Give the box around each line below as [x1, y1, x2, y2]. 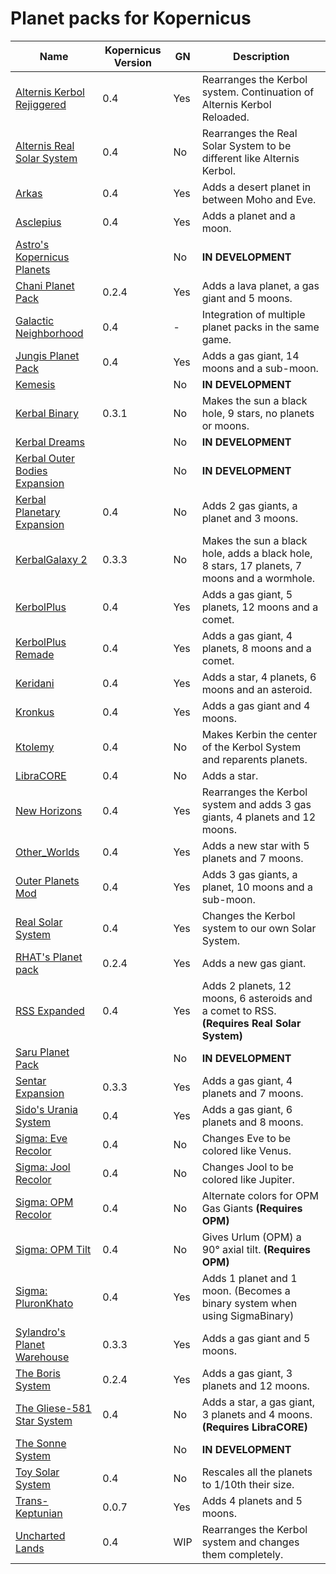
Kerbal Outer [15, 451, 75, 465]
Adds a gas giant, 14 [201, 348, 300, 362]
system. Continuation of [201, 85, 315, 99]
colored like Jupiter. [201, 1172, 295, 1186]
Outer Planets [15, 873, 80, 887]
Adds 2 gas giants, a [201, 498, 298, 512]
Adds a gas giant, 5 [201, 587, 293, 601]
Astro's [15, 237, 50, 251]
